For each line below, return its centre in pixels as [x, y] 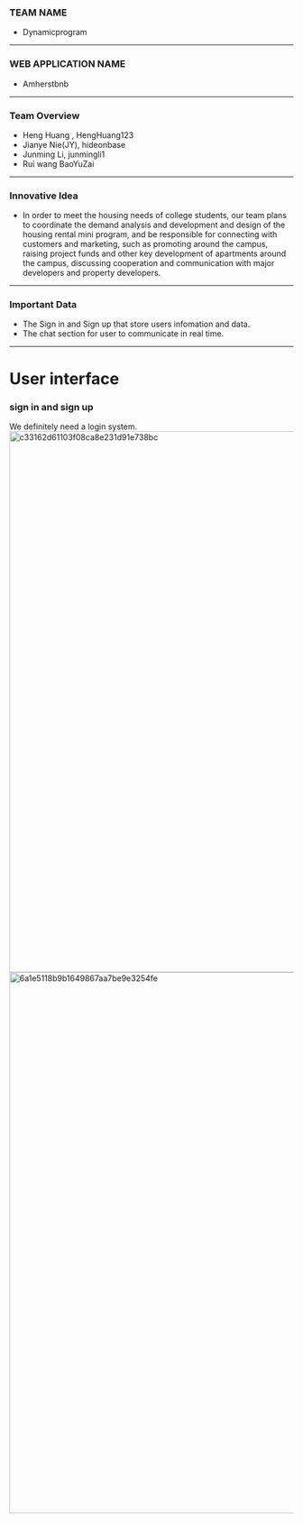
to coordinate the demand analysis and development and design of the [154, 225]
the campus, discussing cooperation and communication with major [148, 263]
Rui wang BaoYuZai [58, 163]
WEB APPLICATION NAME [68, 64]
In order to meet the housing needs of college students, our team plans [154, 216]
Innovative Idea [44, 196]
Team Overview [45, 115]
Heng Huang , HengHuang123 [78, 135]
